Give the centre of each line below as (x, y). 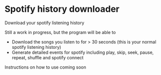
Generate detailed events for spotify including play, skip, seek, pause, (83, 52)
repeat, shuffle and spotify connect (48, 57)
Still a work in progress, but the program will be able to (60, 32)
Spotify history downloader (62, 9)
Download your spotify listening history (44, 23)
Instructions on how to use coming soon (45, 67)
